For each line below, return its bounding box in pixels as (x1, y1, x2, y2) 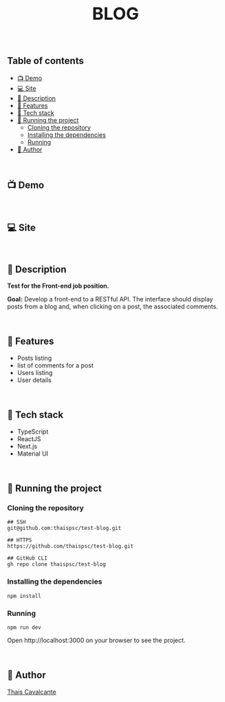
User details (17, 376, 52, 384)
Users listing (17, 368, 53, 376)
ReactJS (17, 434, 41, 443)
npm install (7, 593, 41, 599)
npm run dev (7, 624, 41, 631)
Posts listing (17, 354, 52, 362)
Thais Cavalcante (7, 688, 56, 696)
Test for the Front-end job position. (7, 281, 109, 290)
